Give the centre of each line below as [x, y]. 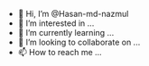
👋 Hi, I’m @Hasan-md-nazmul [73, 14]
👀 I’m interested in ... [56, 23]
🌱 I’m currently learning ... [66, 33]
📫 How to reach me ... [60, 52]
